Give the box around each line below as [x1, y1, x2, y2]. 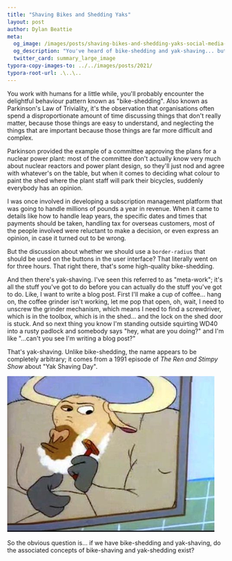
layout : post [7, 18, 45, 26]
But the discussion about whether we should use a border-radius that [7, 247, 206, 255]
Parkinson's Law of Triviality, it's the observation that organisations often [7, 104, 215, 112]
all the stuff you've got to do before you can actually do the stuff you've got [7, 282, 222, 291]
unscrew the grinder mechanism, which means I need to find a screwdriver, [7, 304, 222, 313]
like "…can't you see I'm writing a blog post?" [7, 334, 136, 342]
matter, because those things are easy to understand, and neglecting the [7, 118, 214, 127]
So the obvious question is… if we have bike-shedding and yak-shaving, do [7, 538, 221, 546]
